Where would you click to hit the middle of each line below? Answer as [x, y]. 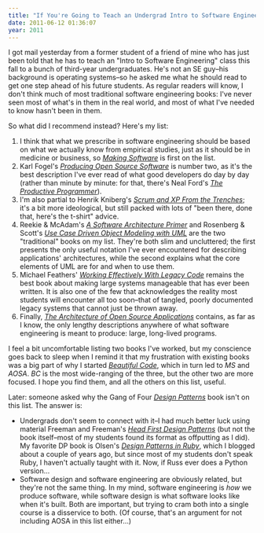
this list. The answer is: [45, 406]
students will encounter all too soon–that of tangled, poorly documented [136, 300]
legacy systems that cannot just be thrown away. [99, 308]
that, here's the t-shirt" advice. [69, 216]
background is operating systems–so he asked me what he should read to [128, 77]
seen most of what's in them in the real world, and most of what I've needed [132, 102]
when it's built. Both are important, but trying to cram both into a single [134, 505]
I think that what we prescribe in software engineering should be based [135, 142]
